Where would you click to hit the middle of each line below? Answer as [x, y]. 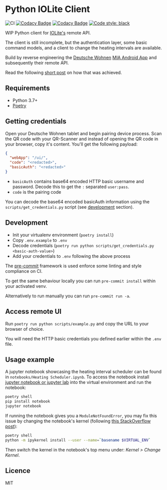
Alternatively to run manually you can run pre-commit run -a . [68, 296]
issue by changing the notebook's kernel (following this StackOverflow [78, 421]
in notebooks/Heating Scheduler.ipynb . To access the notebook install [77, 377]
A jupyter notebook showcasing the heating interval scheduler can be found [83, 372]
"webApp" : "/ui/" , [29, 158]
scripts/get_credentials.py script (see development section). [69, 207]
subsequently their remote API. [37, 63]
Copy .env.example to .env [40, 240]
